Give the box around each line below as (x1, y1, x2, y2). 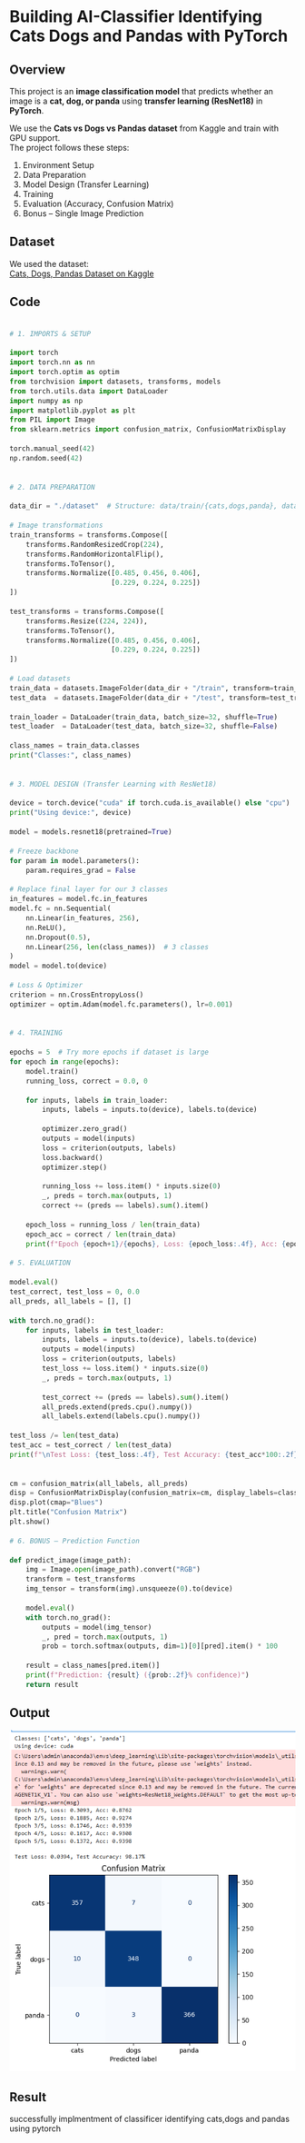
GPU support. (9, 133, 61, 143)
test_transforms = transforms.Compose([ (9, 607, 165, 616)
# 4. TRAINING (9, 1028, 64, 1037)
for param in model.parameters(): (9, 856, 141, 865)
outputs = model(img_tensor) (42, 1622, 152, 1632)
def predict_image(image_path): (9, 1555, 132, 1564)
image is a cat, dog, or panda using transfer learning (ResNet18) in (9, 95, 263, 106)
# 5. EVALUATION (9, 1258, 71, 1268)
